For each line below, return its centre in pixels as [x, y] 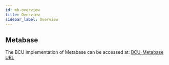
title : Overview [23, 15]
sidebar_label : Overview [32, 19]
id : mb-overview [23, 10]
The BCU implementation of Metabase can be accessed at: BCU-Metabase [84, 52]
